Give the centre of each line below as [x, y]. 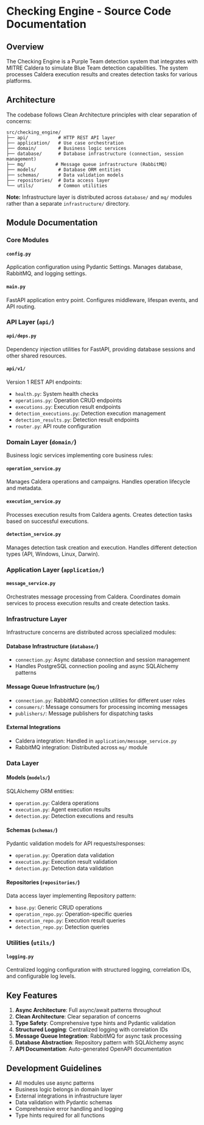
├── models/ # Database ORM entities [64, 170]
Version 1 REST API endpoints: [44, 382]
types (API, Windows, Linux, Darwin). [53, 554]
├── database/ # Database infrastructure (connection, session [95, 154]
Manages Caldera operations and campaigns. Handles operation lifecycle [98, 482]
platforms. [19, 81]
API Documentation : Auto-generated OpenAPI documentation [93, 1049]
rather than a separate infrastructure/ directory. [68, 203]
